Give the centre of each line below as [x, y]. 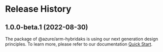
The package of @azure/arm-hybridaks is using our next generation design [82, 39]
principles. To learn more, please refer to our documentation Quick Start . [79, 44]
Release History [38, 9]
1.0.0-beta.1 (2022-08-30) [47, 27]
